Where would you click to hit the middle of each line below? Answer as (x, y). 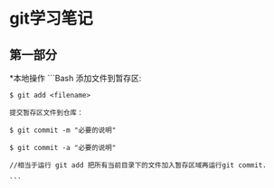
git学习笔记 (51, 19)
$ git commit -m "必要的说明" (63, 130)
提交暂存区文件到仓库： (47, 113)
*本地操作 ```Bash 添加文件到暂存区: (76, 78)
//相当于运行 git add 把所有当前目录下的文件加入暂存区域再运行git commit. (138, 165)
